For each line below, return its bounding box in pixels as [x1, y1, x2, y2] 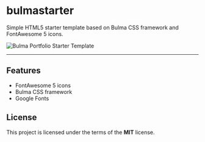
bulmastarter [6, 4, 74, 18]
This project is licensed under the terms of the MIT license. [6, 129, 155, 136]
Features [6, 65, 41, 76]
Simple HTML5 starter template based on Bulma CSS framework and [6, 24, 179, 31]
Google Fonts [15, 94, 49, 102]
